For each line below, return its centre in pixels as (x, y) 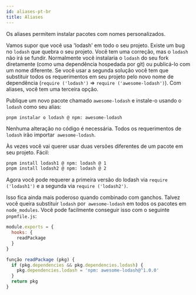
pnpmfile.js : (21, 216)
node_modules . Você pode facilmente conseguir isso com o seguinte (88, 210)
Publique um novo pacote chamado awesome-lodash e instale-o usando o (94, 100)
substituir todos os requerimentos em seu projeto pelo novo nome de (90, 77)
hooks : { (22, 233)
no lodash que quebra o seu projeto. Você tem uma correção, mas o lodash (97, 51)
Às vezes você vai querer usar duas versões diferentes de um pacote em (95, 146)
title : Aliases (25, 17)
